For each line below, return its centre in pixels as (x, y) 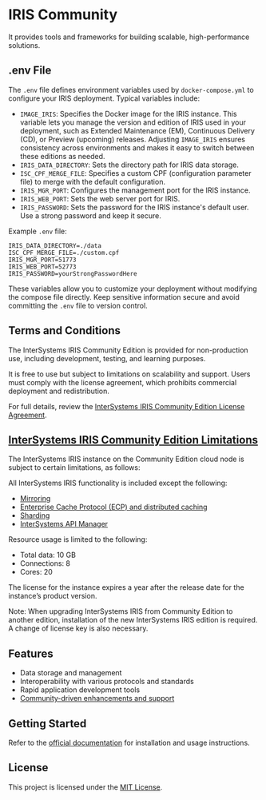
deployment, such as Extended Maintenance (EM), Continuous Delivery (137, 130)
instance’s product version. (53, 596)
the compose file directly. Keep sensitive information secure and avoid (124, 297)
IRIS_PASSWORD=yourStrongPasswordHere (73, 273)
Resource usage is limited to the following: (78, 539)
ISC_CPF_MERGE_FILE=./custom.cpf (64, 253)
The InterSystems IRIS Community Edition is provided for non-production (129, 350)
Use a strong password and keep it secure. (91, 215)
